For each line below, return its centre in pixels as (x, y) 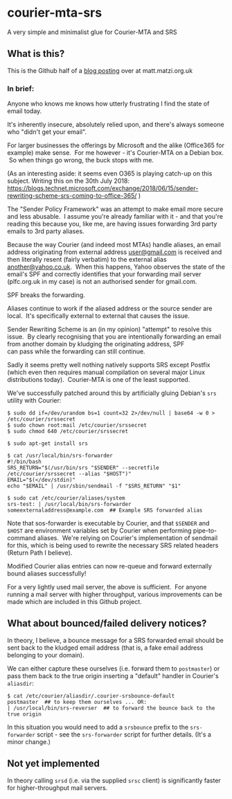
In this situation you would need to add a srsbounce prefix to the (98, 727)
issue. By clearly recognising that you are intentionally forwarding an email (114, 337)
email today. (25, 111)
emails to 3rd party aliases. (46, 231)
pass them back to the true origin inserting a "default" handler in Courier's (113, 675)
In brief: (21, 88)
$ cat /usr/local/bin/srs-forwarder (60, 456)
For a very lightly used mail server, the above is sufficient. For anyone (107, 587)
